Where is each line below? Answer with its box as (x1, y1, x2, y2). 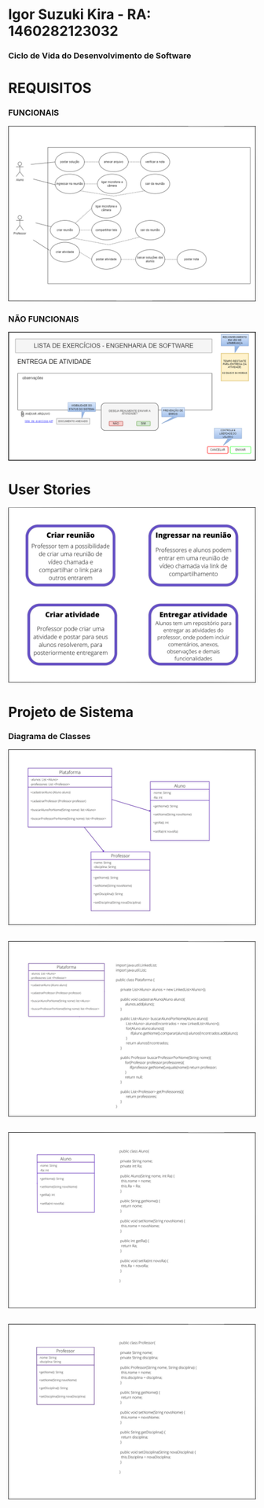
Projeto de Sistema (8, 703, 134, 721)
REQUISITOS (8, 79, 92, 97)
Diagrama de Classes (8, 731, 91, 742)
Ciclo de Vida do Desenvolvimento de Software (8, 50, 192, 61)
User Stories (8, 481, 91, 498)
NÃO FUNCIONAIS (8, 313, 79, 324)
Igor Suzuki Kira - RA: (8, 6, 152, 24)
